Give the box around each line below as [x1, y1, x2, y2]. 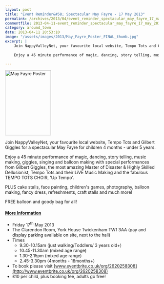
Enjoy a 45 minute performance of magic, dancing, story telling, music [5, 154, 146, 160]
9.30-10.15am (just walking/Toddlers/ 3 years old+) [19, 243, 122, 248]
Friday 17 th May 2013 [12, 221, 55, 227]
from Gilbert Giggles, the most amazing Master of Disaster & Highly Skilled [5, 164, 155, 170]
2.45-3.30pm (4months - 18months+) [19, 258, 95, 264]
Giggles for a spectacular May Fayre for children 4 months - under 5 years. [5, 144, 156, 150]
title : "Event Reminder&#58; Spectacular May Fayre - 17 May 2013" [5, 12, 145, 17]
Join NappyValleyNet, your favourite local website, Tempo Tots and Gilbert [5, 140, 155, 145]
